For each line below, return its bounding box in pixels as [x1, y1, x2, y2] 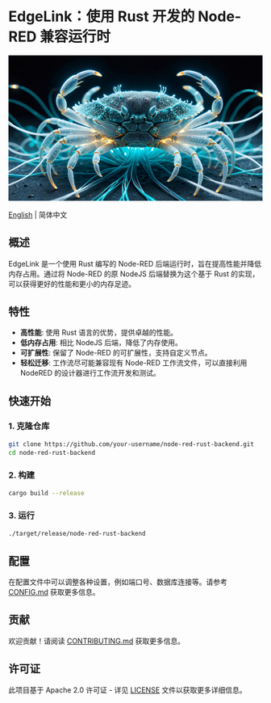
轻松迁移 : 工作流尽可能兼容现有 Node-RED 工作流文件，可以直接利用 [19, 358, 248, 368]
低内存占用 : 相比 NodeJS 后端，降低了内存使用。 [19, 338, 183, 347]
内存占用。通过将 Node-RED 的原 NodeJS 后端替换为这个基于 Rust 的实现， [8, 268, 260, 279]
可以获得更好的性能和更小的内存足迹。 [8, 279, 135, 288]
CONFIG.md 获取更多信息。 [8, 587, 100, 596]
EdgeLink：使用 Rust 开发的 [8, 7, 195, 26]
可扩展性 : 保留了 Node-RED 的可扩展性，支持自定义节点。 [19, 348, 212, 358]
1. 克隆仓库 [8, 420, 50, 431]
